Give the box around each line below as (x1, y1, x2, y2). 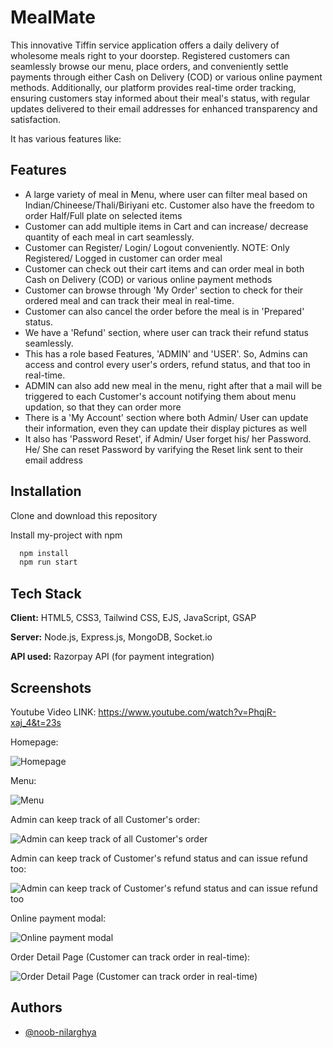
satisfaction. (10, 113, 62, 125)
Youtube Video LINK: (10, 706, 97, 718)
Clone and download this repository (10, 509, 158, 521)
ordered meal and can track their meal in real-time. (24, 294, 235, 306)
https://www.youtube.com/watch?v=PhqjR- (98, 706, 277, 718)
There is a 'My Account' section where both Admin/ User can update (24, 411, 309, 423)
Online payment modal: (10, 912, 107, 924)
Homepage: (10, 736, 59, 748)
